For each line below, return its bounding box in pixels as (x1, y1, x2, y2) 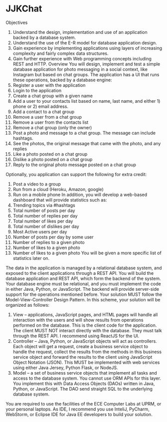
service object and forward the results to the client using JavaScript (12, 354, 153, 360)
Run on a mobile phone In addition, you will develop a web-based (12, 192, 148, 198)
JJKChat (5, 3, 42, 14)
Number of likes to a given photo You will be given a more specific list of (12, 250, 162, 256)
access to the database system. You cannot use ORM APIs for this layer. (12, 375, 162, 381)
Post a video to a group (12, 181, 61, 187)
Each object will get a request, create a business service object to (12, 343, 149, 349)
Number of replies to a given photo (12, 239, 85, 245)
